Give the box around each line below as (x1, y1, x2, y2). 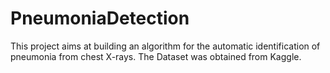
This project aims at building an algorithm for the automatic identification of (10, 40, 321, 52)
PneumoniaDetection (10, 7, 190, 30)
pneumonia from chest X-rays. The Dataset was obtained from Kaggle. (10, 50, 302, 62)
